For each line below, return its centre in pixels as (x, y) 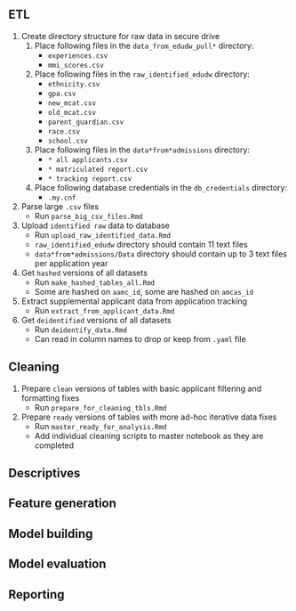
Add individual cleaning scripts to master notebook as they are (149, 436)
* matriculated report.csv (98, 169)
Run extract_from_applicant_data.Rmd (104, 310)
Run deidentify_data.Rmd (81, 330)
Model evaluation (57, 564)
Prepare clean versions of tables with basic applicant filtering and (141, 388)
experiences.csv (78, 56)
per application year (71, 263)
